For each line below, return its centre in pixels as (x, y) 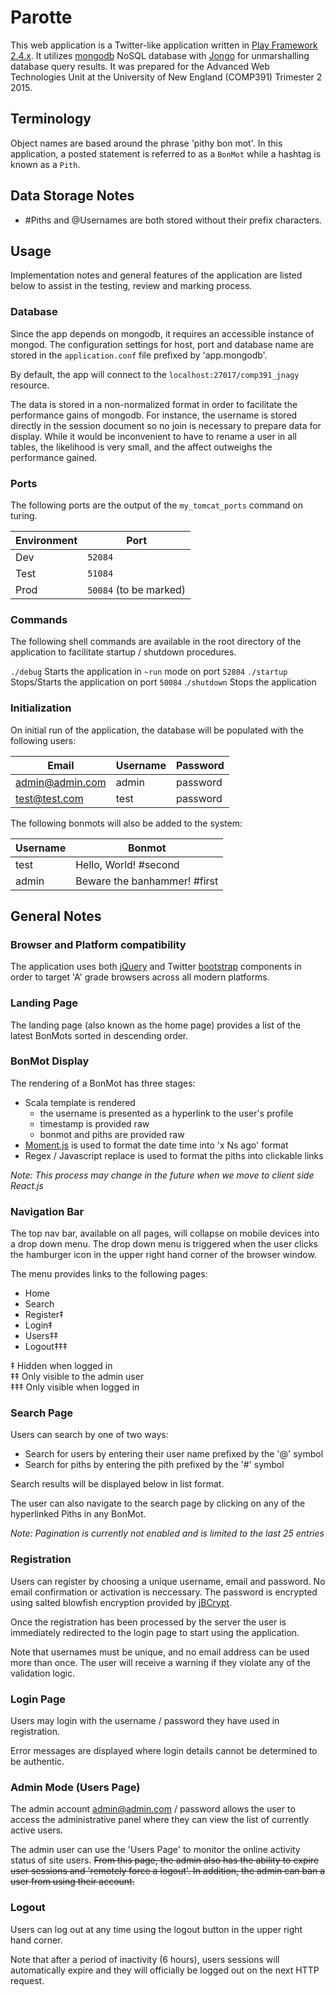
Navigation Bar (47, 1211)
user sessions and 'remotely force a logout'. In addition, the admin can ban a (168, 1871)
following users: (43, 740)
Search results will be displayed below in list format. (117, 1484)
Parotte (41, 17)
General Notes (56, 916)
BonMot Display (50, 1061)
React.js (27, 1185)
